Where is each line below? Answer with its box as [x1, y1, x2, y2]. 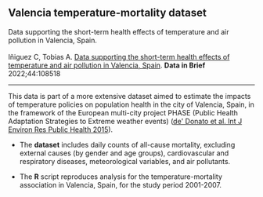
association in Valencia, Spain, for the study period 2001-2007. [19, 180, 222, 189]
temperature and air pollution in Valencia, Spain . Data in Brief [8, 60, 206, 70]
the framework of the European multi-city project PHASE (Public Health [8, 108, 239, 117]
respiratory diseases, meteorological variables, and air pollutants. [19, 156, 231, 166]
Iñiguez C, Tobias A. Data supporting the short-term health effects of [8, 52, 230, 61]
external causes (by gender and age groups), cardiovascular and [19, 148, 229, 158]
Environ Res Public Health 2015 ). [8, 125, 113, 134]
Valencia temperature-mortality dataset [8, 6, 207, 20]
